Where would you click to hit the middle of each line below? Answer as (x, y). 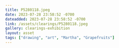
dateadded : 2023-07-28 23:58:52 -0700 (45, 19)
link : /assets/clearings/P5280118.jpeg (47, 24)
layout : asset (20, 33)
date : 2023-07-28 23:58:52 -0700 (40, 14)
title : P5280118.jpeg (28, 10)
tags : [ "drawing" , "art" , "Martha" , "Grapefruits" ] (60, 38)
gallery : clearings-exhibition (38, 28)
